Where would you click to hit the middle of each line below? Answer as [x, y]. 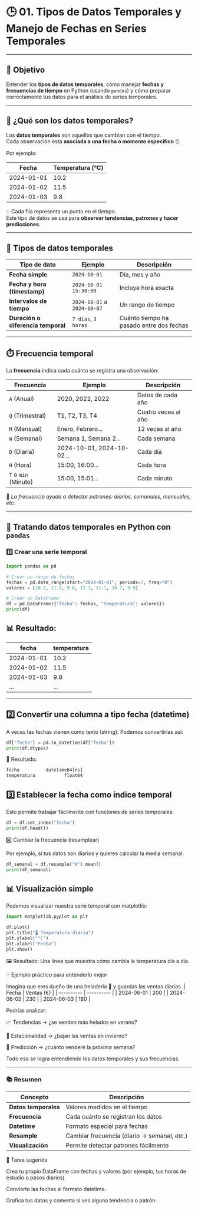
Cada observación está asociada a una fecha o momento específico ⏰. [94, 141]
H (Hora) [21, 465]
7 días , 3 [85, 319]
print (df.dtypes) [27, 748]
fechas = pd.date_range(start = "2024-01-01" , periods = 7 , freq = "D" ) [89, 582]
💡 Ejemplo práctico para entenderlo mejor [57, 974]
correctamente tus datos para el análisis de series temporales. [82, 97]
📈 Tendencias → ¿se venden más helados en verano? [72, 1022]
